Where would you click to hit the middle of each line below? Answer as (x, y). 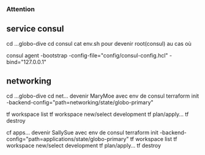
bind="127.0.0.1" (27, 62)
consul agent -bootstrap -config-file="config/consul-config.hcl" (87, 55)
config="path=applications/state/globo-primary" (68, 139)
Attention (20, 9)
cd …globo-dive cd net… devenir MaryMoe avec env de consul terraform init (103, 96)
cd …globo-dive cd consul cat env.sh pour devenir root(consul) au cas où (99, 43)
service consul (35, 29)
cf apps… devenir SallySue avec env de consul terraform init (82, 132)
